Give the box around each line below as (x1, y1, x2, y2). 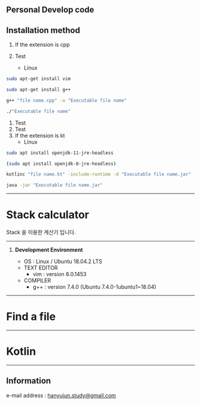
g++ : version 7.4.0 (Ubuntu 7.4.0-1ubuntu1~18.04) (32, 283, 157, 291)
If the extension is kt (14, 132, 65, 139)
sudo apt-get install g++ (6, 87, 71, 93)
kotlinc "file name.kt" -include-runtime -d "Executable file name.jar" (6, 171, 191, 177)
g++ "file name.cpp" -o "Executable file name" (6, 97, 127, 104)
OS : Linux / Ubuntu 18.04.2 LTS (23, 258, 103, 265)
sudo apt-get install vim (6, 76, 71, 82)
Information (6, 376, 51, 386)
